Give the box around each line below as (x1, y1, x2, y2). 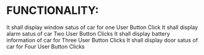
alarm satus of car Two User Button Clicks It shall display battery (6, 30, 170, 37)
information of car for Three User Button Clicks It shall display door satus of (6, 36, 198, 44)
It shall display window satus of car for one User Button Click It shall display (6, 24, 198, 31)
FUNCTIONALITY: (6, 4, 100, 18)
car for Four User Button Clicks (6, 43, 85, 50)
